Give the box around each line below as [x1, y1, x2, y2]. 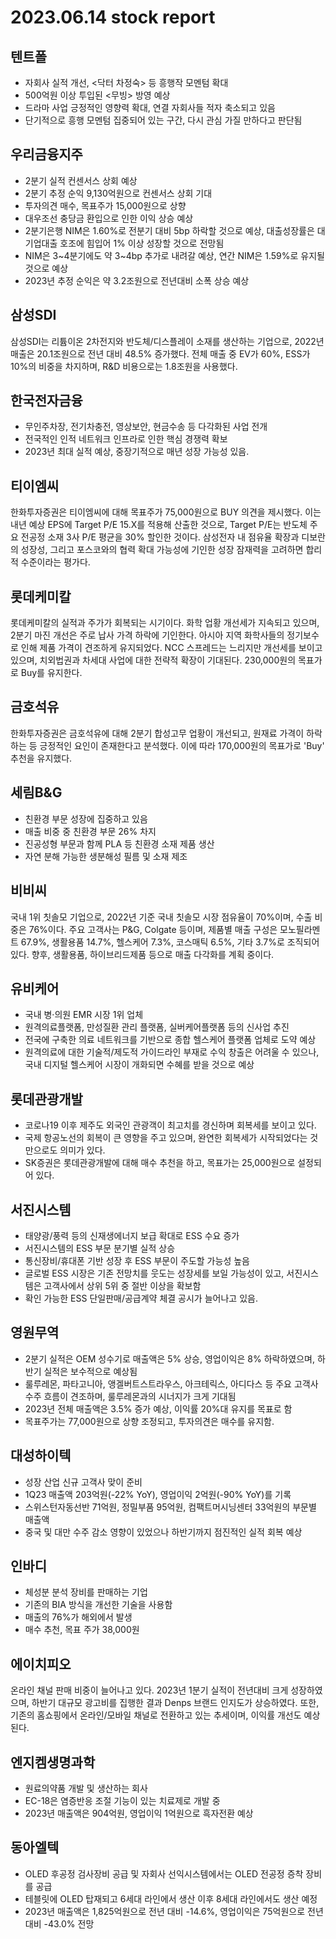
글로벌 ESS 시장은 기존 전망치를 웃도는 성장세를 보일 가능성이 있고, [24, 1267, 285, 1279]
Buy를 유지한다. [20, 667, 83, 679]
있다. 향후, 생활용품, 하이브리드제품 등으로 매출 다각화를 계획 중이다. [10, 948, 275, 960]
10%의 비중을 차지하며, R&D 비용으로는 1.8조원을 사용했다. [10, 360, 238, 372]
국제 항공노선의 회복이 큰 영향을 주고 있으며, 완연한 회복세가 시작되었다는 [24, 1132, 308, 1144]
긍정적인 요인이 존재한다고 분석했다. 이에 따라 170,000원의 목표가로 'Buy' [39, 739, 325, 751]
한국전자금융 [10, 392, 83, 410]
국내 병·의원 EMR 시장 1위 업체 [24, 1009, 144, 1021]
